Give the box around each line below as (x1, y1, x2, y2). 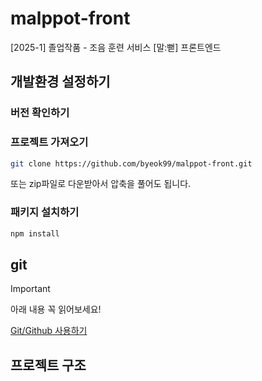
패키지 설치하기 (10, 205, 80, 219)
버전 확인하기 (10, 106, 70, 120)
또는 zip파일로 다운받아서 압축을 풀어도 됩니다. (10, 178, 192, 190)
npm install (10, 228, 60, 239)
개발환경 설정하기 (10, 73, 111, 91)
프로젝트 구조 (10, 357, 87, 374)
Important (10, 283, 51, 295)
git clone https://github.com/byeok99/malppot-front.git (10, 158, 253, 169)
